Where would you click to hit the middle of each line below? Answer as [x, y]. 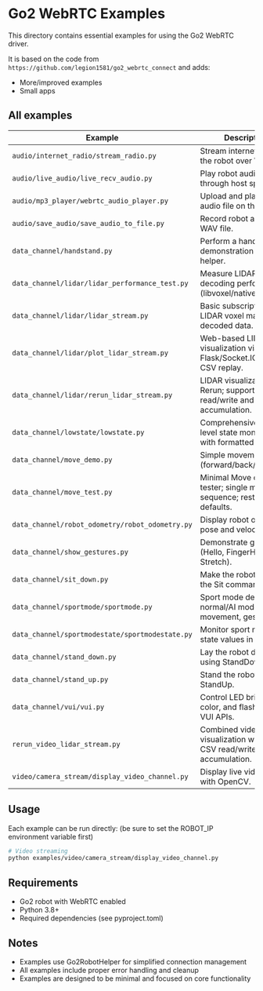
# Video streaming [38, 851]
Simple [213, 454]
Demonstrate [224, 542]
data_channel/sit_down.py [60, 579]
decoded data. [227, 325]
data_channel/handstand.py [62, 251]
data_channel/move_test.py [62, 492]
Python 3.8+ [40, 910]
